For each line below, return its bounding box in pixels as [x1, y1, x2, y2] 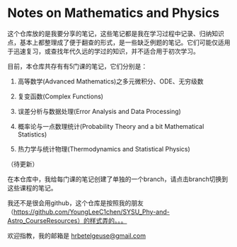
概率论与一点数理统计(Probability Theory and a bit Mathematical [17, 122, 204, 130]
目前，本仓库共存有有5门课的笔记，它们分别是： [7, 62, 148, 70]
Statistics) [17, 130, 47, 139]
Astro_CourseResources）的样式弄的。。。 [7, 216, 127, 224]
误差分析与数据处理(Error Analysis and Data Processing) [17, 107, 182, 115]
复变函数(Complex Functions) [17, 92, 104, 100]
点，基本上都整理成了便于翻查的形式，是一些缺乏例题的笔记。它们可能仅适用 [7, 38, 231, 47]
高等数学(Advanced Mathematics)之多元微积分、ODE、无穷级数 [17, 76, 204, 86]
